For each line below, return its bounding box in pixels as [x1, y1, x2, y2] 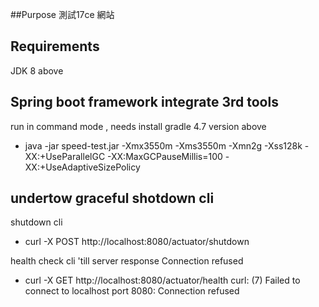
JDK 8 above [10, 64, 64, 77]
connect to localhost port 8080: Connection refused [24, 285, 240, 297]
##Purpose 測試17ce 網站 [10, 9, 115, 20]
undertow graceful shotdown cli [10, 190, 215, 207]
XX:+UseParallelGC [24, 150, 106, 162]
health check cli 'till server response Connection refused [10, 255, 244, 267]
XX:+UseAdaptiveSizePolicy [24, 161, 141, 173]
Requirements [10, 38, 100, 55]
